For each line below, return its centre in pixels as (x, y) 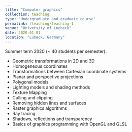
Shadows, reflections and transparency (52, 119)
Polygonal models (30, 82)
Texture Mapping (30, 92)
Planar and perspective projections (48, 77)
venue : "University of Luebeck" (38, 28)
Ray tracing (24, 113)
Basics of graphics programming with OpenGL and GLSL (69, 124)
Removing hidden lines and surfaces (49, 103)
